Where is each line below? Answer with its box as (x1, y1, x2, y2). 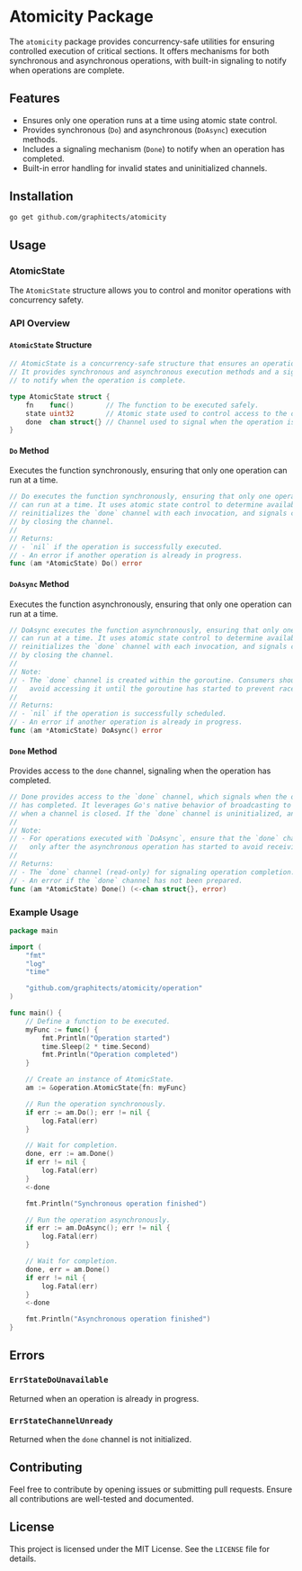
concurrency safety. (9, 294, 84, 305)
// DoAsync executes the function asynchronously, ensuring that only (9, 626, 280, 635)
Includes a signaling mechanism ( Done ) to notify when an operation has (22, 143, 285, 154)
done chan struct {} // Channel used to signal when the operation (25, 417, 283, 427)
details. (9, 1553, 37, 1564)
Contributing (9, 1460, 83, 1476)
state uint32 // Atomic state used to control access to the (25, 409, 288, 418)
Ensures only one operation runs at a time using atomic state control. (22, 114, 278, 125)
